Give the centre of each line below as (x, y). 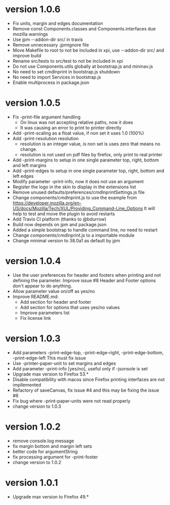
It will (150, 208)
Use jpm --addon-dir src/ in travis (48, 39)
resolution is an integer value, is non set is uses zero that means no (90, 144)
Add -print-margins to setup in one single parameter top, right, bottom (86, 160)
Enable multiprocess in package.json (51, 82)
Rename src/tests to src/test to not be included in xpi (68, 61)
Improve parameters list (45, 313)
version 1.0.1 (32, 482)
